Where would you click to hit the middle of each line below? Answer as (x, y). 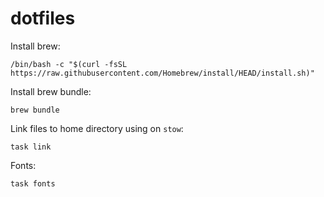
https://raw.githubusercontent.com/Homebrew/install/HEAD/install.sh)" (162, 73)
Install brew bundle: (51, 91)
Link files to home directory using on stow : (97, 128)
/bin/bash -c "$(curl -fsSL (69, 64)
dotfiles (43, 18)
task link (31, 147)
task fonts (33, 183)
